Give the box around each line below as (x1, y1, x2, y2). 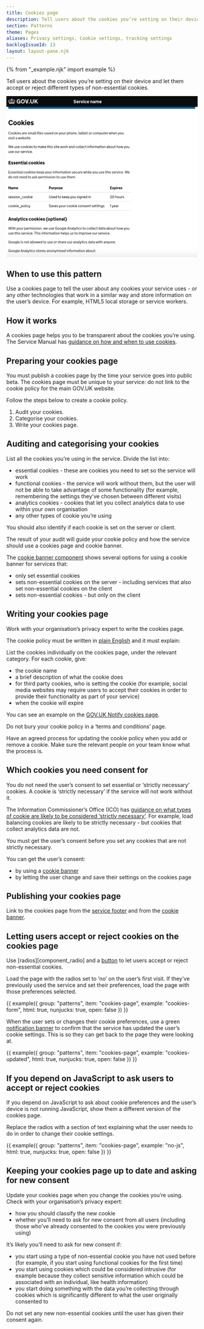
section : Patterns (6, 22, 53, 29)
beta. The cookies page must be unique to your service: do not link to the (6, 379, 190, 386)
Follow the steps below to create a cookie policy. (6, 397, 128, 404)
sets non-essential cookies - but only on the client (15, 591, 141, 599)
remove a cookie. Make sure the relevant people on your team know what (6, 741, 190, 748)
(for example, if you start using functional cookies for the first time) (15, 1259, 183, 1266)
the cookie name (15, 667, 58, 674)
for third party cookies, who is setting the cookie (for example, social (15, 679, 188, 687)
